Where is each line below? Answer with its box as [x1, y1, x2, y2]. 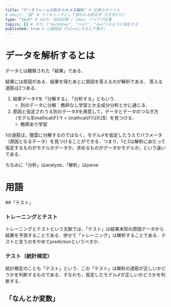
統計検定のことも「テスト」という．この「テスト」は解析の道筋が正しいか [5, 265, 162, 271]
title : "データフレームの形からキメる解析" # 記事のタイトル [5, 7, 120, 13]
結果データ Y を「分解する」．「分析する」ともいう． [12, 96, 118, 102]
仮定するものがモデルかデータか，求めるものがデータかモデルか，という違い [5, 145, 166, 151]
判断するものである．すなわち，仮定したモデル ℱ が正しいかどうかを [18, 271, 161, 277]
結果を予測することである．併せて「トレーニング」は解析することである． [5, 232, 162, 238]
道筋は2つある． [5, 85, 40, 91]
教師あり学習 [20, 121, 47, 127]
